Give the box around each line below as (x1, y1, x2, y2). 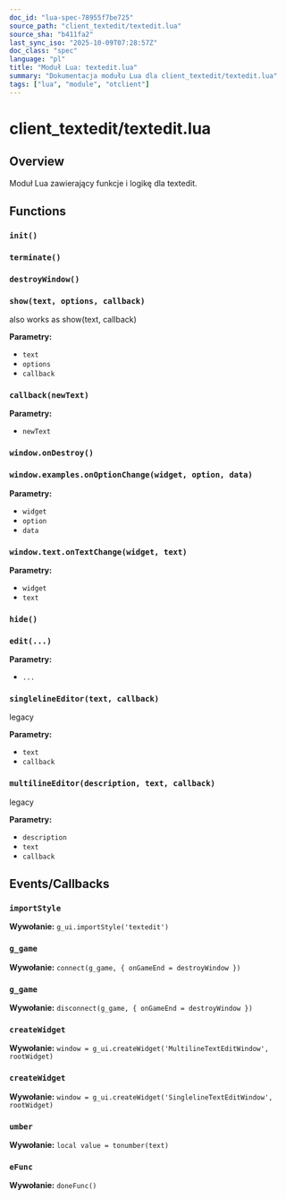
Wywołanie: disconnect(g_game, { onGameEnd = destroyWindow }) (9, 1002, 253, 1013)
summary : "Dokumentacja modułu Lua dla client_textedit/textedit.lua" (9, 72, 278, 81)
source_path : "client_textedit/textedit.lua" (9, 22, 181, 30)
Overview (9, 154, 65, 169)
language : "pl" (9, 55, 66, 64)
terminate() (9, 252, 62, 263)
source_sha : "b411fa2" (9, 30, 94, 39)
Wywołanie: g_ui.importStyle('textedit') (9, 921, 170, 932)
